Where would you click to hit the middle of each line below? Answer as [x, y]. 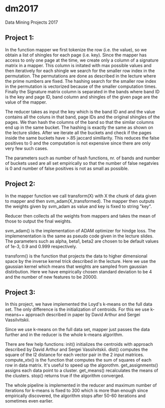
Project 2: [20, 184]
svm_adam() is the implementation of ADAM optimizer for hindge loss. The [80, 230]
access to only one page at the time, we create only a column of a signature [82, 60]
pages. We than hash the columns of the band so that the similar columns [80, 122]
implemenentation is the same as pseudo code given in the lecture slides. [79, 236]
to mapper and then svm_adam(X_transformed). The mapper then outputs [80, 201]
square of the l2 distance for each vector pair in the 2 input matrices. [75, 355]
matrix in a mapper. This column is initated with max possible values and [78, 65]
